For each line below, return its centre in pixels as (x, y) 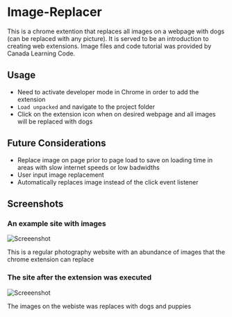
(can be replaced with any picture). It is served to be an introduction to (108, 38)
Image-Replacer (55, 12)
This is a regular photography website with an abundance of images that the (116, 252)
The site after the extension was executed (80, 277)
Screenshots (35, 204)
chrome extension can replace (51, 259)
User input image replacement (60, 175)
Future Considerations (57, 143)
